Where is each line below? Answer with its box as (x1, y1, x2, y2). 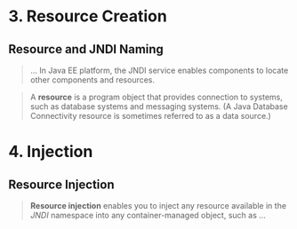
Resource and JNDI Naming (8, 42, 164, 57)
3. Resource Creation (8, 6, 168, 27)
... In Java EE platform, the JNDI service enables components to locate (29, 65, 289, 75)
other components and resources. (29, 75, 156, 85)
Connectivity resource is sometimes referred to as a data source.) (29, 111, 272, 121)
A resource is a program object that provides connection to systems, (29, 91, 284, 102)
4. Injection (8, 142, 93, 162)
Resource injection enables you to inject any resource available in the (29, 201, 286, 210)
